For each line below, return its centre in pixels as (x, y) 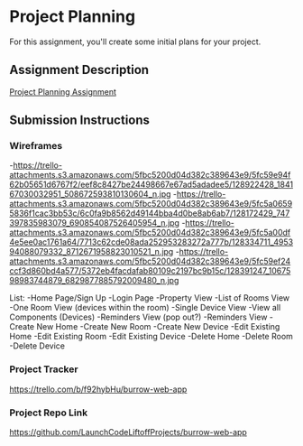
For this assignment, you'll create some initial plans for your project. (135, 42)
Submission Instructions (80, 121)
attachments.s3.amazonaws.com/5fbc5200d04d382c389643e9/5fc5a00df (150, 233)
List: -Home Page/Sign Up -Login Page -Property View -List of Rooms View (150, 298)
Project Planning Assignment (63, 91)
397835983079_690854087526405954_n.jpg (95, 223)
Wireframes (36, 146)
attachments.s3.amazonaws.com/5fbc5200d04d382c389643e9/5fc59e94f (150, 175)
